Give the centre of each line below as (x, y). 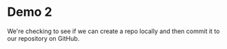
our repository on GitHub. (43, 38)
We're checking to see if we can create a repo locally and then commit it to (113, 31)
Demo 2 (30, 12)
